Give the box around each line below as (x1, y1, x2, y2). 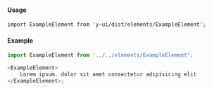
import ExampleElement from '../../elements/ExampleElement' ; (7, 52, 194, 59)
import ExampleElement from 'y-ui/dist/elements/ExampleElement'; (7, 21, 206, 28)
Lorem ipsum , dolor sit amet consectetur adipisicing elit (20, 71, 197, 78)
